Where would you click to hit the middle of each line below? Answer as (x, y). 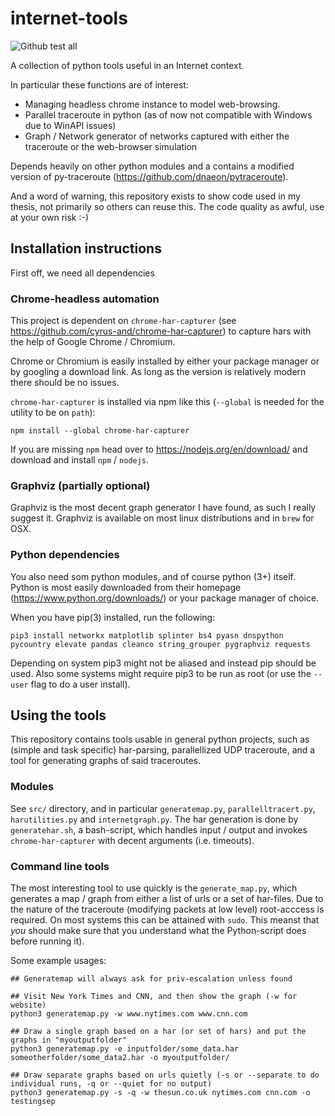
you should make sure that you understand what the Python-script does (158, 931)
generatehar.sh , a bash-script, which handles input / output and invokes (159, 829)
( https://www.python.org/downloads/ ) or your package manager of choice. (165, 598)
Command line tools (60, 866)
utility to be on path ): (53, 413)
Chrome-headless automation (85, 299)
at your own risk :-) (50, 217)
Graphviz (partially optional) (80, 485)
